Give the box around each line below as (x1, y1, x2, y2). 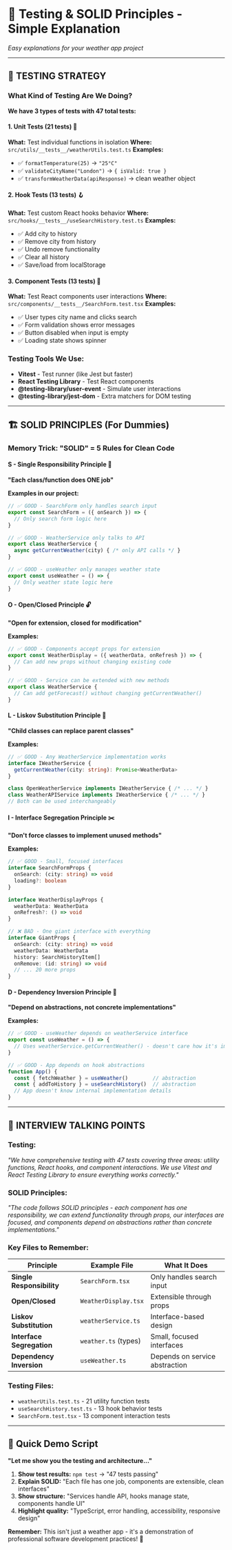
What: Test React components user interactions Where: (8, 292, 167, 301)
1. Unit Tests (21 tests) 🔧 (8, 122, 78, 131)
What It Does (164, 1260, 209, 1270)
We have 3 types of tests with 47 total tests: (8, 106, 136, 115)
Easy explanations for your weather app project (8, 44, 144, 52)
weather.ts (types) (80, 1336, 142, 1346)
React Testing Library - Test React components (17, 377, 154, 386)
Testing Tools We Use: (8, 354, 85, 363)
